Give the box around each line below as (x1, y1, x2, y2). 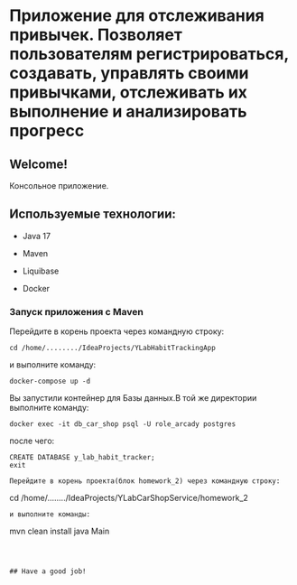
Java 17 (22, 230, 51, 241)
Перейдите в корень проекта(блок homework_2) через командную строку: (9, 477, 281, 486)
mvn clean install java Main (9, 525, 110, 537)
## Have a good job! (9, 567, 88, 576)
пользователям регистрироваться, (9, 44, 289, 64)
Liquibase (22, 265, 60, 276)
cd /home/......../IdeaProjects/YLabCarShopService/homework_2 (9, 493, 248, 504)
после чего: (9, 435, 55, 447)
